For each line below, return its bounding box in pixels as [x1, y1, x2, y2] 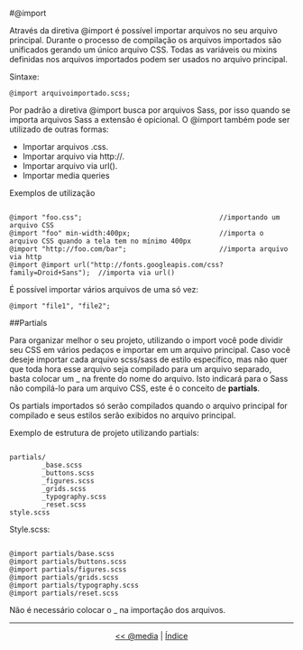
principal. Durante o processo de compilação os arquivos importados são [9, 35, 282, 45]
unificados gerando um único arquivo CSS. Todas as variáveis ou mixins [9, 44, 278, 55]
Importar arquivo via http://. [22, 151, 124, 162]
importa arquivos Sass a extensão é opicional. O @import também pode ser [9, 115, 290, 125]
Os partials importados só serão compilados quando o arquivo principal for [9, 401, 289, 411]
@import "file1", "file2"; [9, 302, 111, 311]
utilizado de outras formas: [9, 124, 110, 135]
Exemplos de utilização [9, 188, 96, 198]
